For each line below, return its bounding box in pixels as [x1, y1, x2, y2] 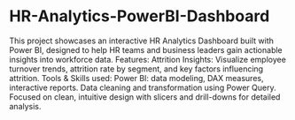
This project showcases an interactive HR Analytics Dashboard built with [9, 35, 275, 46]
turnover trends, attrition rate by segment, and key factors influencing [9, 64, 264, 74]
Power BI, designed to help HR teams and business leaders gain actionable [9, 44, 283, 55]
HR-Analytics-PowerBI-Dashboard [9, 6, 270, 26]
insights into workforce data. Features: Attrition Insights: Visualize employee [9, 54, 286, 64]
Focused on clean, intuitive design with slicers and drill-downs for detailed [9, 91, 281, 102]
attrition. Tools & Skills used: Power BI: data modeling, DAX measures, [9, 72, 264, 83]
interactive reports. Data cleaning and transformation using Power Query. [9, 82, 276, 93]
